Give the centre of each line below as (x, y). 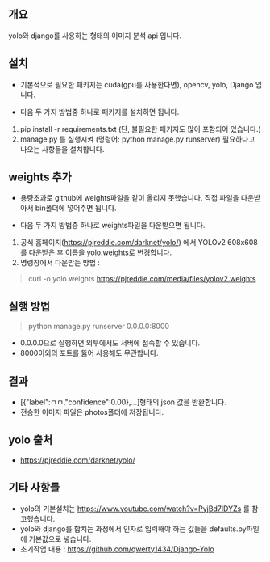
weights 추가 (40, 177)
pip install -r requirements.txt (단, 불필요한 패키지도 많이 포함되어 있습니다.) (141, 129)
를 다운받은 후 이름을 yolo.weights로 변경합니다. (96, 252)
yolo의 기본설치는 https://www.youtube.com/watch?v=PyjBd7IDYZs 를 (135, 509)
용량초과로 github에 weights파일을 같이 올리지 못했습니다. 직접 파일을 (129, 198)
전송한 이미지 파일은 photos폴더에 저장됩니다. (92, 412)
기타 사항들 (34, 488)
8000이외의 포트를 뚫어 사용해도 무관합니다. (89, 353)
